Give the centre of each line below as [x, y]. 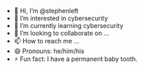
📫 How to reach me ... [46, 41]
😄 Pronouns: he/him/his [49, 51]
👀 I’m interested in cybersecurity [61, 18]
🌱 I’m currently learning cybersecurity [68, 26]
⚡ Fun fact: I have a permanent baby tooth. [76, 59]
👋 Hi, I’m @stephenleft [46, 11]
